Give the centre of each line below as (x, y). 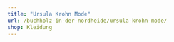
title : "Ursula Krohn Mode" (49, 14)
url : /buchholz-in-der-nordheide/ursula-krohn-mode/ (87, 21)
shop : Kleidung (30, 27)
